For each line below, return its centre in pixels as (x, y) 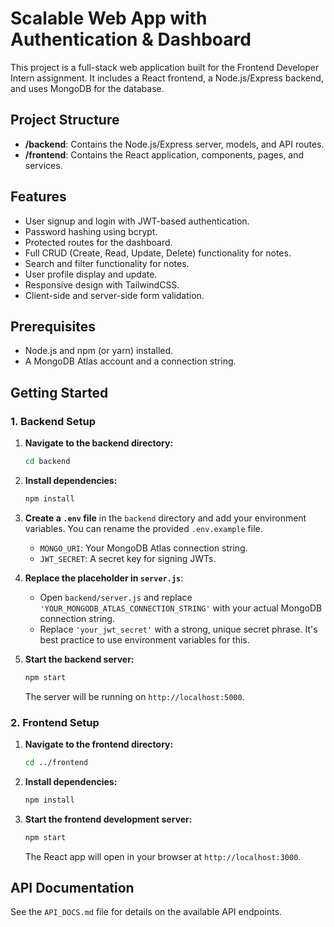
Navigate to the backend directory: (99, 443)
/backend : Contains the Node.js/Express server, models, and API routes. (174, 144)
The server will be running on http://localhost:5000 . (134, 696)
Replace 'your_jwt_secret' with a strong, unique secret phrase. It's (178, 629)
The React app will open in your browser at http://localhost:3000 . (163, 856)
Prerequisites (53, 326)
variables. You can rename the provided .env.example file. (143, 528)
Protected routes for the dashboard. (98, 242)
